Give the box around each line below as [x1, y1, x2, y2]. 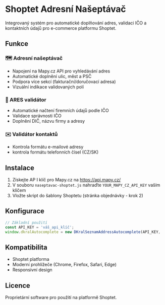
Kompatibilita [5, 243, 48, 251]
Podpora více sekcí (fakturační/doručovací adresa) [12, 78, 116, 84]
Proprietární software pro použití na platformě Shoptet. [5, 295, 117, 301]
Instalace [5, 163, 35, 172]
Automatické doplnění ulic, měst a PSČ [12, 73, 92, 79]
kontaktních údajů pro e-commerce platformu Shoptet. [5, 25, 116, 31]
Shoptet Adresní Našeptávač [5, 3, 126, 15]
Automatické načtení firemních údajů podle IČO [12, 107, 109, 113]
